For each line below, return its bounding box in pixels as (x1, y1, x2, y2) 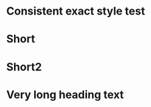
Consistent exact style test (6, 4, 146, 18)
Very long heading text (6, 88, 124, 102)
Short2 (6, 60, 42, 74)
